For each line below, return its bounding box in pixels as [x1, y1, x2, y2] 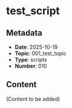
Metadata [6, 28, 42, 38]
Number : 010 [14, 62, 47, 69]
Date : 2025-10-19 [14, 43, 58, 50]
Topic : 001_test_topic [14, 50, 67, 57]
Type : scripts [14, 56, 47, 63]
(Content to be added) [6, 95, 60, 102]
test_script [6, 4, 60, 18]
